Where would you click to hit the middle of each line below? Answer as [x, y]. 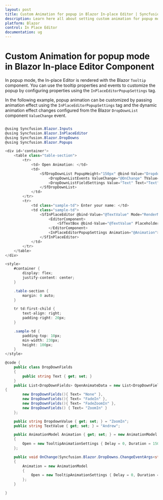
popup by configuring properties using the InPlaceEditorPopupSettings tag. [81, 90]
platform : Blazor [23, 23]
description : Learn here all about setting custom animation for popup [79, 19]
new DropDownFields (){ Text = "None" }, [63, 394]
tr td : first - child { [34, 309]
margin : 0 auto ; [39, 295]
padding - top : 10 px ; [42, 336]
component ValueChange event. [36, 115]
